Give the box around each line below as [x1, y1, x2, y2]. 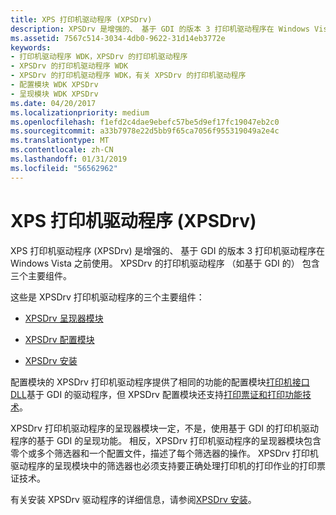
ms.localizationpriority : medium [10, 107, 150, 118]
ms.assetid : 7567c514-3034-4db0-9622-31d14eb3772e [10, 33, 226, 43]
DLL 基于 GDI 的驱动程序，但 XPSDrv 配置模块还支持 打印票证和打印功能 [10, 388, 303, 400]
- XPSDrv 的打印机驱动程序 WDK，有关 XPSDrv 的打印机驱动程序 [10, 71, 247, 81]
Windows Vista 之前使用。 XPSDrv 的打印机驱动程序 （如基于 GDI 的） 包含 [10, 257, 320, 269]
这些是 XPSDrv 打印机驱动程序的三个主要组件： [10, 291, 205, 303]
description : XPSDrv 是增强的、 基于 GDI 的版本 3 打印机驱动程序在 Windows [10, 24, 310, 34]
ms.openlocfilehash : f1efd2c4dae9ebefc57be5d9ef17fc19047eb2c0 [10, 117, 280, 127]
